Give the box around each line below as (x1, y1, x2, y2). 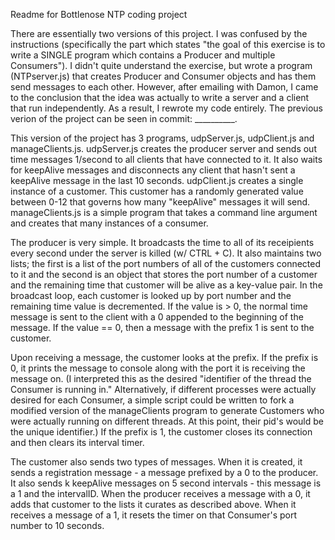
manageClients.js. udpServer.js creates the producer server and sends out (10, 143, 317, 154)
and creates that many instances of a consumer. (10, 217, 209, 229)
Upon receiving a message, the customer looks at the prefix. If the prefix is (10, 352, 319, 363)
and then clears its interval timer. (10, 437, 145, 448)
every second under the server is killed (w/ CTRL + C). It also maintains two (10, 247, 322, 259)
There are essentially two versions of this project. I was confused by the (10, 28, 308, 39)
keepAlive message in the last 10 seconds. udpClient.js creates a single (10, 175, 304, 186)
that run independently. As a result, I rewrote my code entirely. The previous (10, 102, 323, 114)
